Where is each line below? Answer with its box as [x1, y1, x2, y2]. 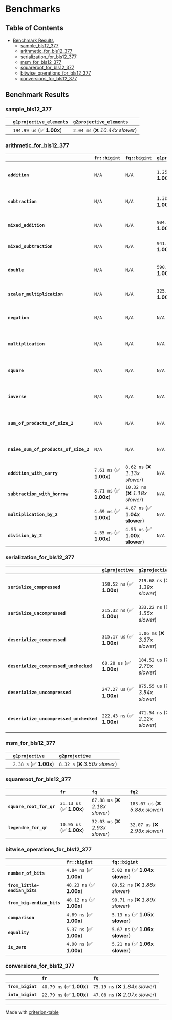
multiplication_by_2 [8, 511, 58, 517]
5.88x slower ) [130, 806, 164, 813]
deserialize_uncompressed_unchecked [8, 716, 97, 722]
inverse [8, 394, 27, 399]
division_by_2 [8, 533, 42, 538]
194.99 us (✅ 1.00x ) [13, 126, 62, 134]
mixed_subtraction [8, 243, 53, 249]
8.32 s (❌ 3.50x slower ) [59, 760, 117, 768]
